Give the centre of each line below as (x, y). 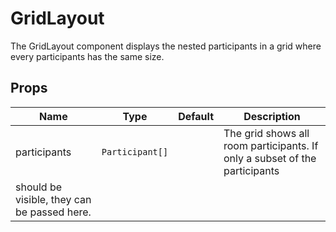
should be (39, 187)
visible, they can (53, 199)
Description (272, 116)
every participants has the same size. (87, 56)
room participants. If (271, 145)
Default (196, 116)
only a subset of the (270, 158)
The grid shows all (266, 133)
